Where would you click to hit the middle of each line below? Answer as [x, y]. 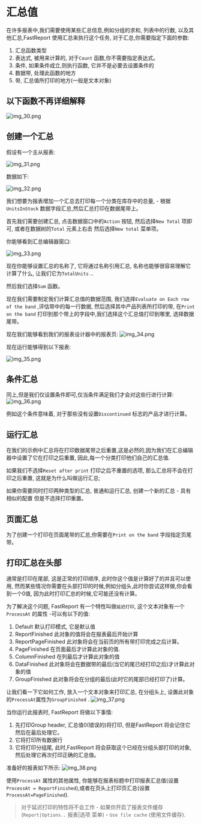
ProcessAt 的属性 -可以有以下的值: [48, 614]
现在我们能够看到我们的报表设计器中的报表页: [62, 334]
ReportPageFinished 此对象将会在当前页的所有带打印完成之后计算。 [99, 641]
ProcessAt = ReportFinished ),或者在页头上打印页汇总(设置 [78, 788]
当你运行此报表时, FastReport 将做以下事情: [59, 712]
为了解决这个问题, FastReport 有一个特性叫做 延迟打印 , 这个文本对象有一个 [95, 606]
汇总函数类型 [31, 50]
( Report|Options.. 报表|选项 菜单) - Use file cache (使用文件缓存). [103, 814]
